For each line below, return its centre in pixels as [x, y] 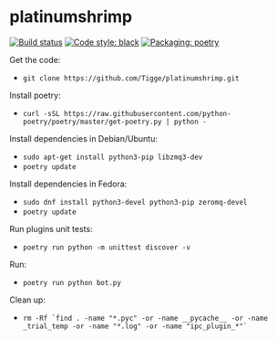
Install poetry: [35, 95]
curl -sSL [41, 113]
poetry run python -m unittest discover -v [107, 247]
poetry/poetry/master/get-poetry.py [92, 122]
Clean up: [27, 300]
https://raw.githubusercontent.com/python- [147, 113]
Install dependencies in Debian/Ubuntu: [83, 138]
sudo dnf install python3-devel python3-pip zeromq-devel [135, 202]
